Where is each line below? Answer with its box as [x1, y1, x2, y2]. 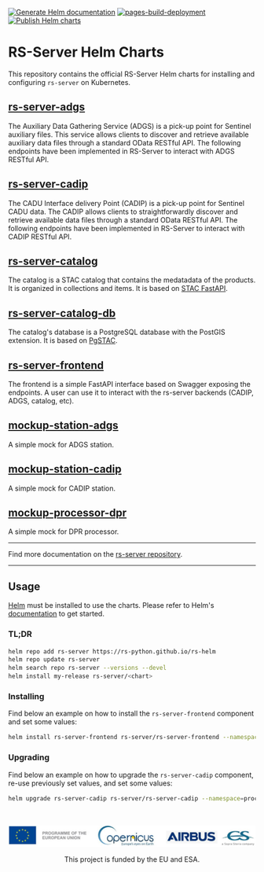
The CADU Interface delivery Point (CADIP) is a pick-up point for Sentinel [8, 198, 245, 208]
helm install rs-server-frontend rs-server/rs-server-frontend [8, 734, 220, 741]
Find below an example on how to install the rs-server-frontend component [8, 708, 254, 719]
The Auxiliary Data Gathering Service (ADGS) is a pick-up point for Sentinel [8, 121, 251, 131]
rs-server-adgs [8, 101, 86, 114]
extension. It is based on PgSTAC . [8, 336, 118, 345]
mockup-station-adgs [8, 419, 119, 432]
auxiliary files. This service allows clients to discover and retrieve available [8, 130, 249, 139]
